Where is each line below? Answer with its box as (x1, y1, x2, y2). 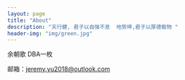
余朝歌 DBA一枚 (7, 50, 53, 58)
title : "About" (7, 17, 52, 24)
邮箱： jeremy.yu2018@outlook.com (7, 65, 110, 74)
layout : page (7, 10, 46, 18)
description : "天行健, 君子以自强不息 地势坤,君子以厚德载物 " (7, 23, 179, 30)
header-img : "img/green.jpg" (7, 29, 93, 37)
